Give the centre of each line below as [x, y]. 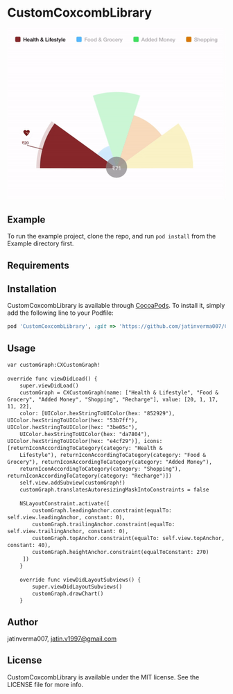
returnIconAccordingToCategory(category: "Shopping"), [101, 469]
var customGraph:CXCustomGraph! [54, 365]
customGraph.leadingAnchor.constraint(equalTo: [102, 511]
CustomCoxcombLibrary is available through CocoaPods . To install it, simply [116, 306]
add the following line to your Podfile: [61, 313]
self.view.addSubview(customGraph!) [73, 483]
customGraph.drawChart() [68, 594]
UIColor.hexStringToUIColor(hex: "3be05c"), [72, 428]
